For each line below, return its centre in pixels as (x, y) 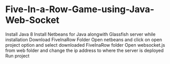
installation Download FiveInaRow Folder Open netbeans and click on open (84, 40)
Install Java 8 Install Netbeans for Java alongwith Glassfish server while (80, 34)
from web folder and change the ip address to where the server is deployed (84, 50)
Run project (17, 56)
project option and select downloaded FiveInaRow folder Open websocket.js (85, 45)
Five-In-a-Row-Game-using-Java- (80, 9)
